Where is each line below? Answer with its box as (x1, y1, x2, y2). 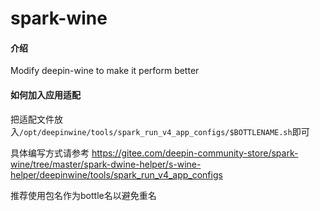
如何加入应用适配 (10, 88, 81, 101)
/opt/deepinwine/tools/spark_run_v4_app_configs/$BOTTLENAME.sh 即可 (19, 125, 310, 137)
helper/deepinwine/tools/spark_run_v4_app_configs (10, 168, 223, 181)
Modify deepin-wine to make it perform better (10, 65, 200, 77)
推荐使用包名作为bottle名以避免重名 (10, 189, 157, 201)
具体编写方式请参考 (10, 147, 90, 159)
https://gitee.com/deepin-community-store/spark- (91, 147, 299, 159)
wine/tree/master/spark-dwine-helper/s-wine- (10, 158, 202, 170)
